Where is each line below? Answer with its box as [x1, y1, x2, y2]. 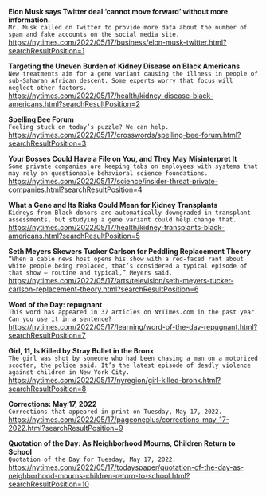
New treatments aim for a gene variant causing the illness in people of [8, 70, 259, 78]
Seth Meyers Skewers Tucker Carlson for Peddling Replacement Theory [8, 247, 251, 256]
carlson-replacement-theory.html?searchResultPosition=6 [8, 284, 199, 294]
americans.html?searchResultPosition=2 [8, 100, 141, 108]
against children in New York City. [8, 369, 130, 377]
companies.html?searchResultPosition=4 [8, 185, 143, 194]
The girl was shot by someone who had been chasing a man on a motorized [8, 354, 259, 362]
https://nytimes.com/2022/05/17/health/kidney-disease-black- [8, 91, 213, 100]
